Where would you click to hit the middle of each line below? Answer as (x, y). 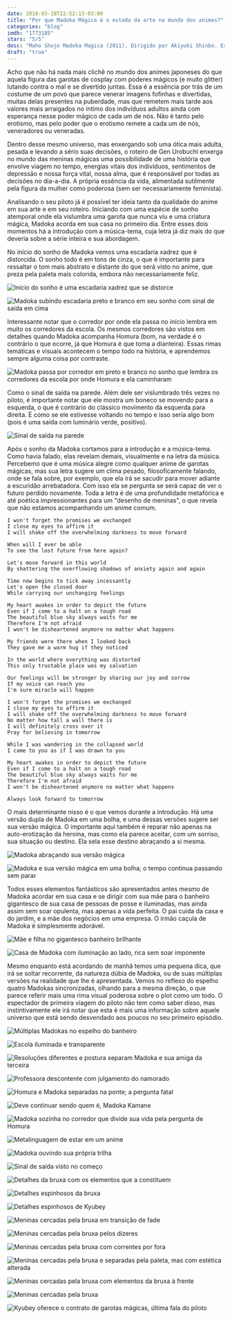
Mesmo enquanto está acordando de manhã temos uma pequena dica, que (114, 966)
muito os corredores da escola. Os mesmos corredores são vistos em (106, 329)
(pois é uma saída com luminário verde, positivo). (77, 422)
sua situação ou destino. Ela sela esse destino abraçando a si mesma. (106, 841)
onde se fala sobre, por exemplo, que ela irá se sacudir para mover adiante (114, 478)
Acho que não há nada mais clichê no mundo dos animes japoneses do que (115, 72)
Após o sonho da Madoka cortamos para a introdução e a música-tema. (109, 449)
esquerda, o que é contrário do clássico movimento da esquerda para (106, 407)
